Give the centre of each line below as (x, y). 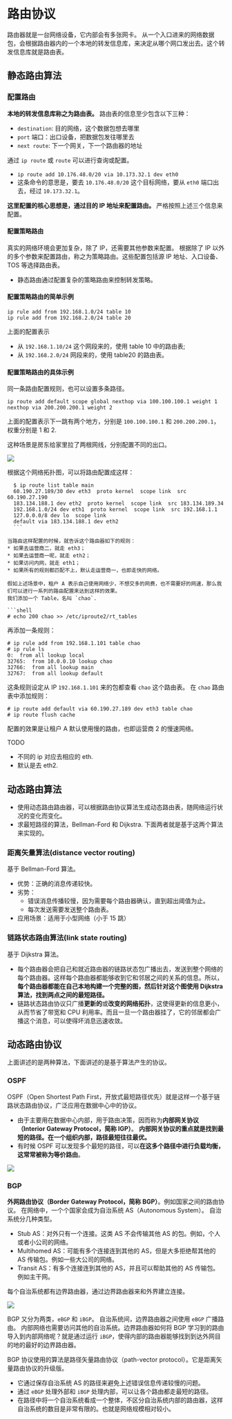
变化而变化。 (48, 816)
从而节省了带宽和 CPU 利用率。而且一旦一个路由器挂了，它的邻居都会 (116, 1012)
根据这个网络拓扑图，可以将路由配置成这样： (71, 472)
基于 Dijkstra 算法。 (35, 954)
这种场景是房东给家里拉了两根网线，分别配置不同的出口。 (89, 445)
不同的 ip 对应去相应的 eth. (55, 757)
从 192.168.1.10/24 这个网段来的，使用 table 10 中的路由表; (101, 347)
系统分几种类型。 (31, 1219)
